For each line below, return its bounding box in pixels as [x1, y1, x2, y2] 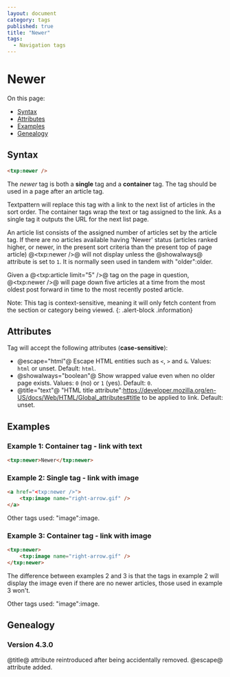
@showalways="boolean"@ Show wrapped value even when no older [16, 372, 216, 380]
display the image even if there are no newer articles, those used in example [7, 579, 223, 587]
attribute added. [7, 663, 53, 671]
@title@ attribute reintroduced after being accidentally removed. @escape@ [7, 656, 223, 664]
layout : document [7, 10, 57, 17]
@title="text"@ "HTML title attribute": [16, 386, 124, 394]
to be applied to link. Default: [141, 394, 223, 402]
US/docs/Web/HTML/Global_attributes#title [16, 394, 141, 402]
